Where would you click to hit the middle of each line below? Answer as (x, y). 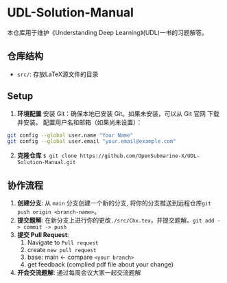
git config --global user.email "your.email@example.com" (92, 141)
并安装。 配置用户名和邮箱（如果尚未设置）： (80, 122)
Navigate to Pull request (63, 242)
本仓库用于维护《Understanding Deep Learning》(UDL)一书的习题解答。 (107, 32)
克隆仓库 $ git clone (47, 155)
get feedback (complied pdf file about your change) (100, 264)
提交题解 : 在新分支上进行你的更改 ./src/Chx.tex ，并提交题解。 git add (116, 220)
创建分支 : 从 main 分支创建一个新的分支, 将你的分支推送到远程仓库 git (114, 203)
